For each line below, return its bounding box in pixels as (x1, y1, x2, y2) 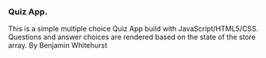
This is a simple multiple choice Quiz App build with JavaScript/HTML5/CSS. (8, 24, 259, 34)
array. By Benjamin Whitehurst (8, 41, 108, 50)
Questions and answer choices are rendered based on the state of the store (8, 32, 256, 42)
